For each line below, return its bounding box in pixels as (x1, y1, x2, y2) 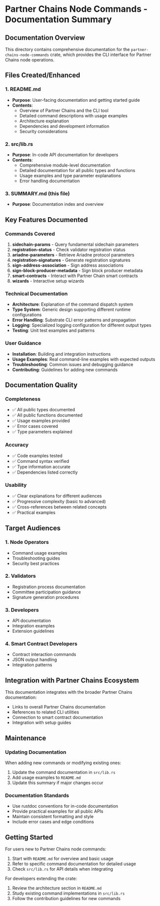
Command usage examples (12, 550, 68, 556)
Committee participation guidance (12, 589, 81, 595)
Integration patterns (12, 662, 52, 668)
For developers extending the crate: (5, 876, 77, 881)
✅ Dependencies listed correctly (12, 469, 78, 475)
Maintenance (5, 734, 46, 742)
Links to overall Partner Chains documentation (12, 704, 106, 710)
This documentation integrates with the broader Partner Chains (5, 689, 133, 695)
